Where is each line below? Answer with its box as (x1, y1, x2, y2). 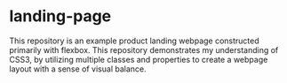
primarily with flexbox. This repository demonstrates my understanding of (9, 44, 279, 55)
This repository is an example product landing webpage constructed (9, 35, 259, 46)
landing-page (9, 6, 112, 26)
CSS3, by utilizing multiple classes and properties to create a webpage (9, 54, 268, 64)
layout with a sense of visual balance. (9, 64, 147, 74)
